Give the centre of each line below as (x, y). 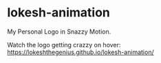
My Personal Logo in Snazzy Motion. (59, 32)
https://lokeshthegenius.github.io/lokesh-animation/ (80, 52)
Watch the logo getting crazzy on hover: (64, 45)
